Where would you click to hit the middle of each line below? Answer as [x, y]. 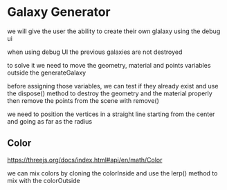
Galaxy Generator [59, 12]
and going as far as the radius [49, 121]
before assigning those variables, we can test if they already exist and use [113, 86]
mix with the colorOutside [44, 180]
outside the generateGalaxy [47, 73]
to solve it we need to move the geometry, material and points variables [109, 65]
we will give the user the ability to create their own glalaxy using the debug [114, 31]
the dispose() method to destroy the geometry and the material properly [110, 93]
